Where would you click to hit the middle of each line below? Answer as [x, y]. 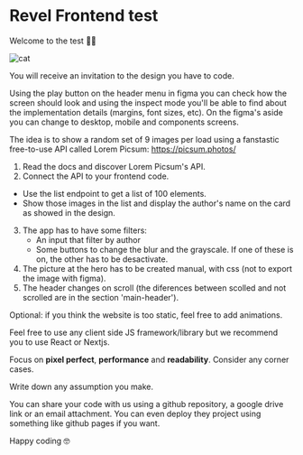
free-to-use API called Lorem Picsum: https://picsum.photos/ [123, 149]
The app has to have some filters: [84, 230]
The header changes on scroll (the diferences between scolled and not [154, 288]
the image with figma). [64, 278]
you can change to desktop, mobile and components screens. [124, 122]
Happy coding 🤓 [40, 441]
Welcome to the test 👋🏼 [53, 41]
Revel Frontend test [84, 16]
